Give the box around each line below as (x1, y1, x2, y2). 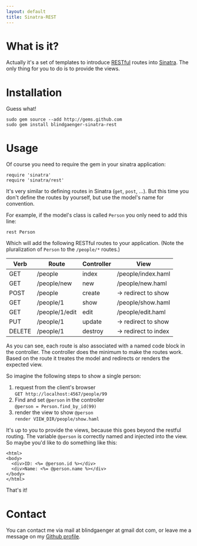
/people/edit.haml (116, 308, 166, 316)
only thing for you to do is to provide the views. (6, 65, 121, 72)
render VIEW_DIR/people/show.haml (14, 416, 99, 422)
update (82, 317, 102, 326)
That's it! (6, 487, 28, 494)
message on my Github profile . (6, 533, 81, 540)
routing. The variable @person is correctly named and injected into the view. (6, 433, 188, 440)
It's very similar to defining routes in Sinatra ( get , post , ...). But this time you (6, 188, 189, 195)
